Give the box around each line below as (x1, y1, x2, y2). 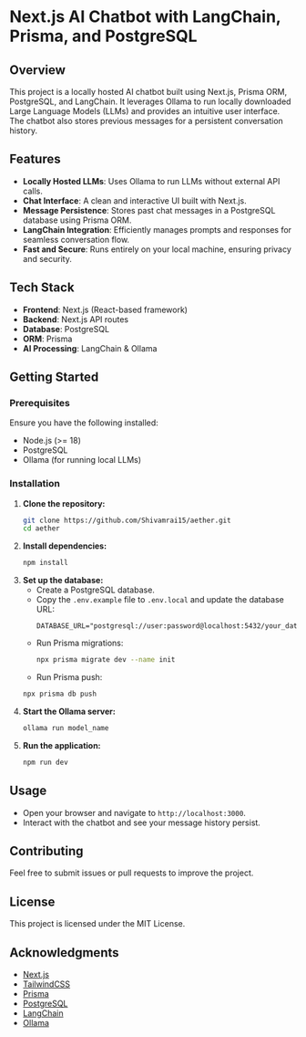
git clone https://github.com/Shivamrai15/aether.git (22, 516, 231, 525)
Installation (9, 477, 61, 490)
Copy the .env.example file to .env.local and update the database (36, 594, 284, 605)
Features (9, 152, 61, 167)
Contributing (9, 843, 84, 859)
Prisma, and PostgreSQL (9, 26, 198, 47)
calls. (22, 185, 43, 196)
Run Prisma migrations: (36, 637, 124, 649)
